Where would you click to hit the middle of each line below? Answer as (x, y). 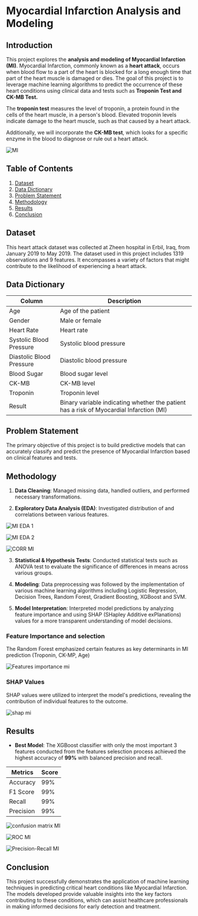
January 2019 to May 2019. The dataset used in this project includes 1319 (95, 253)
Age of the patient (85, 311)
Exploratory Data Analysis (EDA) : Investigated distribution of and (94, 508)
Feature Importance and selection (55, 636)
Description (124, 301)
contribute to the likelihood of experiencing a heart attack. (77, 266)
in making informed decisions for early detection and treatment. (83, 907)
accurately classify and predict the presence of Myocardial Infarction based (98, 452)
